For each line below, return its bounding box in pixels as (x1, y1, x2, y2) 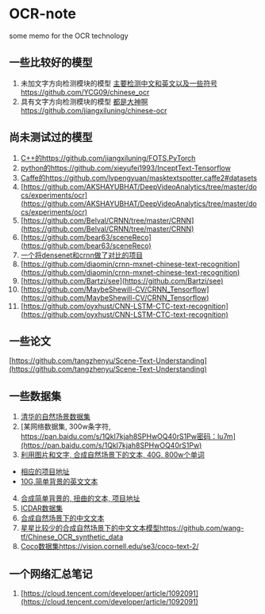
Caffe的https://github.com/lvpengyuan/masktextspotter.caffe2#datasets (20, 173, 257, 182)
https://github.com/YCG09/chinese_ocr (20, 87, 150, 97)
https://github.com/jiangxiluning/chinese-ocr (20, 105, 167, 115)
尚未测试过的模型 (9, 131, 93, 144)
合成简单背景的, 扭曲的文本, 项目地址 (20, 494, 140, 503)
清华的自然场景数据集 (20, 412, 90, 421)
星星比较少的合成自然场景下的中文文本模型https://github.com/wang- (20, 524, 244, 533)
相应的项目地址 (20, 467, 70, 476)
